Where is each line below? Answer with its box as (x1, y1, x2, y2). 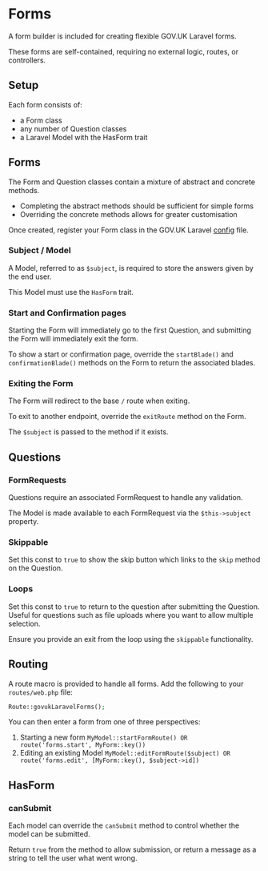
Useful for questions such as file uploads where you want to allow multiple (8, 610, 254, 619)
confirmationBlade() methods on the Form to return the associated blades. (8, 358, 256, 368)
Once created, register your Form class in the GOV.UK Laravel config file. (8, 225, 250, 235)
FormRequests (8, 474, 66, 486)
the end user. (8, 272, 52, 281)
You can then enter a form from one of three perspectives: (8, 717, 201, 727)
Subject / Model (8, 245, 71, 256)
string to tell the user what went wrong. (8, 853, 138, 863)
